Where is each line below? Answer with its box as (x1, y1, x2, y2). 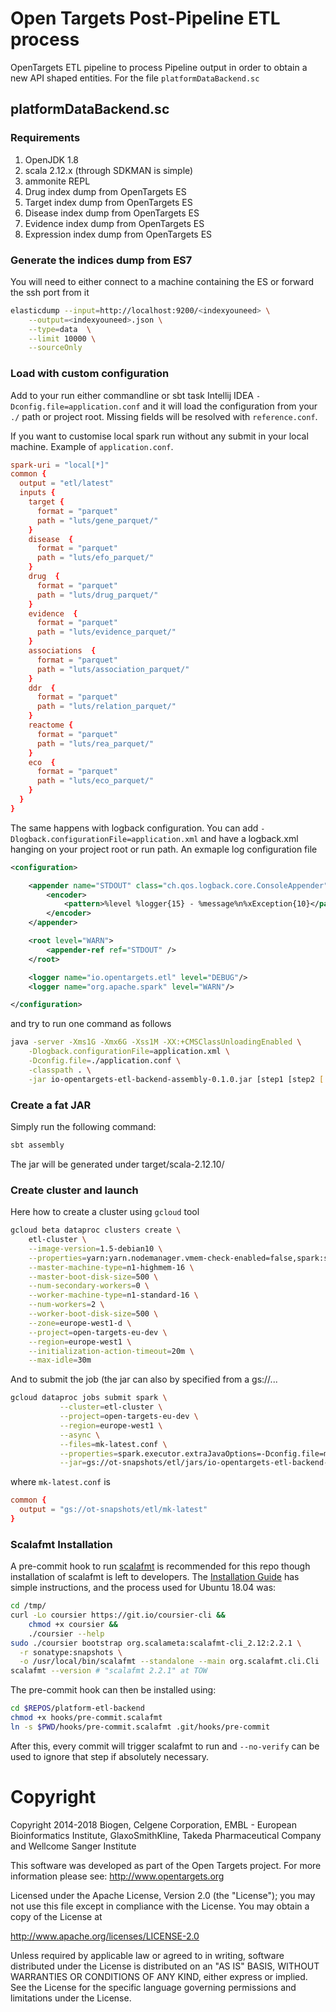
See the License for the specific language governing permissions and (10, 1981, 297, 1993)
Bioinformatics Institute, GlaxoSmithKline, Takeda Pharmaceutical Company (10, 1829, 322, 1841)
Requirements (10, 131, 81, 145)
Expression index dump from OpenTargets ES (24, 228, 213, 240)
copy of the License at (10, 1910, 103, 1922)
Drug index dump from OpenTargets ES (24, 185, 187, 197)
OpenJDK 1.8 (24, 153, 80, 166)
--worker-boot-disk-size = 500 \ (28, 1309, 159, 1319)
